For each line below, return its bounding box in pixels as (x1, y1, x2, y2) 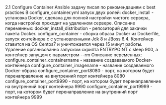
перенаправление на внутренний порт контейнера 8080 (5, 73, 125, 79)
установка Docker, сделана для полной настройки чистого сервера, (5, 15, 150, 20)
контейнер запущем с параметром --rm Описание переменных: (5, 52, 142, 58)
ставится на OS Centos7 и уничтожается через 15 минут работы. (5, 41, 143, 47)
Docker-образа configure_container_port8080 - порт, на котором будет (5, 68, 155, 74)
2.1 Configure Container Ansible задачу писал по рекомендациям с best (5, 4, 156, 10)
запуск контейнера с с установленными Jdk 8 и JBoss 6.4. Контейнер (5, 36, 154, 42)
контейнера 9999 (5, 94, 42, 100)
